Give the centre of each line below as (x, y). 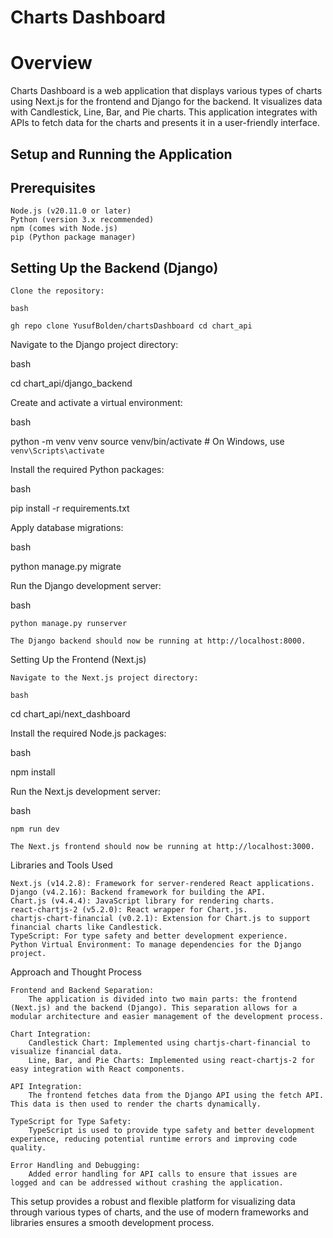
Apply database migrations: (67, 528)
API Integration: (46, 1087)
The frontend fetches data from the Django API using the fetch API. (176, 1096)
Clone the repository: (57, 291)
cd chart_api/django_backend (71, 383)
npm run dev (35, 829)
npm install (33, 772)
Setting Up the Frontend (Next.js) (78, 660)
